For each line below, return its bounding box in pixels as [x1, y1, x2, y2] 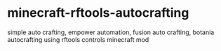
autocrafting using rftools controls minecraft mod [7, 35, 149, 43]
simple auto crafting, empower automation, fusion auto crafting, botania [7, 28, 215, 36]
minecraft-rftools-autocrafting [7, 5, 189, 21]
